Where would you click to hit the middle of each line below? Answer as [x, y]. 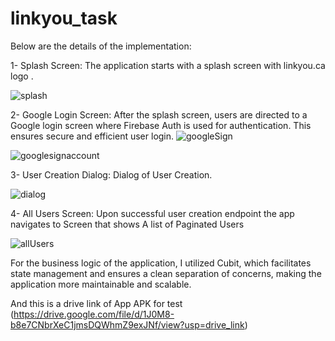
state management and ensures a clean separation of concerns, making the [166, 273]
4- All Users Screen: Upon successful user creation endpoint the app [152, 213]
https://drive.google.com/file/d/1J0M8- [94, 314]
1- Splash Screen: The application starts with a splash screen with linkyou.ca [168, 65]
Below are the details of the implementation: [101, 46]
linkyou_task [64, 18]
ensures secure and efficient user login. [92, 136]
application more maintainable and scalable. [101, 284]
